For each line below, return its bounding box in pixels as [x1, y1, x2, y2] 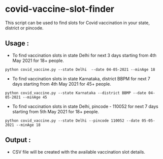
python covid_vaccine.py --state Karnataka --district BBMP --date [5, 90, 147, 95]
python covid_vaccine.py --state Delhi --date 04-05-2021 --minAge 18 [5, 67, 155, 72]
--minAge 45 [23, 95, 48, 99]
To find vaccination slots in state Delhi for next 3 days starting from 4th [12, 52, 157, 58]
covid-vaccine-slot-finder [5, 3, 115, 15]
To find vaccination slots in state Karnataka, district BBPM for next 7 [12, 75, 151, 82]
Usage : [5, 39, 30, 48]
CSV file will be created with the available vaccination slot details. [12, 149, 145, 155]
